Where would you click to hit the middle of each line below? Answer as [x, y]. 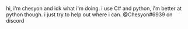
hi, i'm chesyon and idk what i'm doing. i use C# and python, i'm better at [94, 8]
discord [15, 21]
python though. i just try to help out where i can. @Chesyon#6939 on [89, 14]
